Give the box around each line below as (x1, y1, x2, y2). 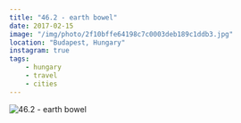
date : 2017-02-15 (9, 21, 74, 30)
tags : (9, 54, 29, 63)
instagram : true (9, 46, 70, 55)
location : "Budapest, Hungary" (9, 37, 126, 47)
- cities (25, 79, 58, 88)
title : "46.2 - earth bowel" (9, 12, 118, 22)
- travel (25, 71, 58, 80)
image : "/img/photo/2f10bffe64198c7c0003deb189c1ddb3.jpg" (9, 29, 234, 38)
